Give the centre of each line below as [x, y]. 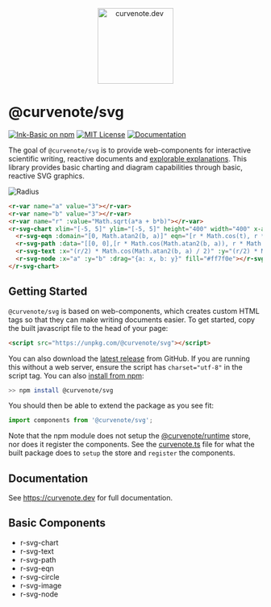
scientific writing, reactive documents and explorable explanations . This [128, 158]
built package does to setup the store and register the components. [122, 453]
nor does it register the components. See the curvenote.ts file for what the [132, 445]
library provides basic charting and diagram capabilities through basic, [126, 167]
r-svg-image [41, 585]
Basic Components [57, 523]
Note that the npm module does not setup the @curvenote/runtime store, [130, 436]
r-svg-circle [40, 576]
